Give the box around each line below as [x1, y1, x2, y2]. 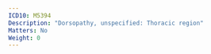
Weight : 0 [8, 33, 41, 42]
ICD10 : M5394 [8, 11, 52, 20]
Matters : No [8, 26, 48, 34]
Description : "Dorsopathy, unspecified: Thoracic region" [8, 19, 204, 27]
